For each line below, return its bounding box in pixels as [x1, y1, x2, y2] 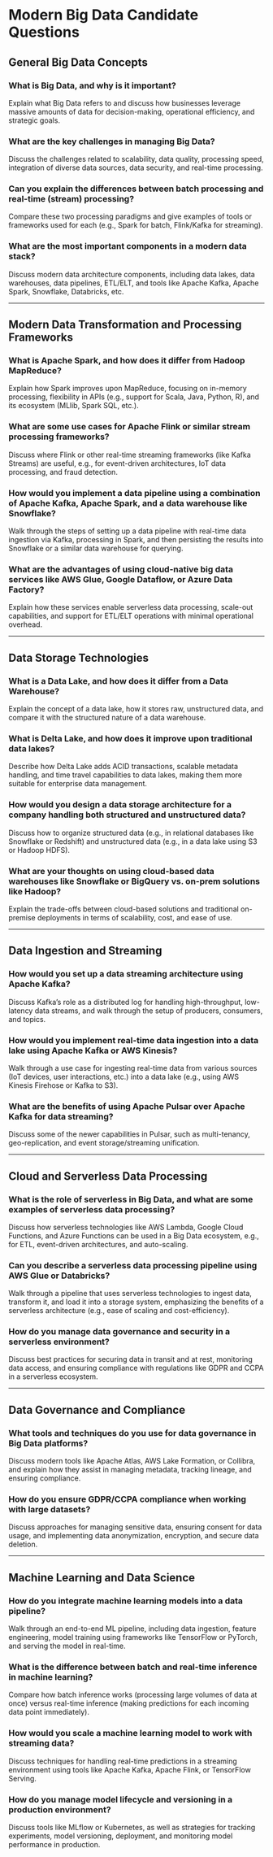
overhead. [8, 620, 43, 629]
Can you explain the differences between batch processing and [8, 183, 264, 194]
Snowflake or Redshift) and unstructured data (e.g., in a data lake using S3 [8, 836, 258, 846]
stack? [8, 250, 37, 262]
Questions [8, 23, 80, 41]
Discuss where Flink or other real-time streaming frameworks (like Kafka [8, 450, 251, 459]
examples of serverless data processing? [8, 1203, 175, 1215]
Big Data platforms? [8, 1437, 89, 1449]
